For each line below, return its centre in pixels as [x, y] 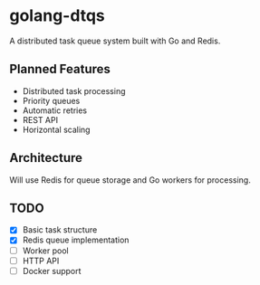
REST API [40, 119]
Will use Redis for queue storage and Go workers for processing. [130, 180]
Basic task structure [60, 230]
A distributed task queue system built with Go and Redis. [115, 41]
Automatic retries [55, 110]
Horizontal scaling [56, 129]
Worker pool [46, 251]
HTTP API [41, 261]
